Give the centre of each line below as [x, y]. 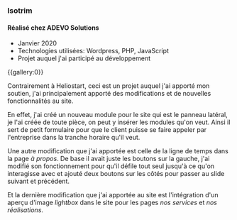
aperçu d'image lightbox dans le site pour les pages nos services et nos [112, 203]
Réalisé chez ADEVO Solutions [53, 28]
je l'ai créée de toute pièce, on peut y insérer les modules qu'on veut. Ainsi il [119, 122]
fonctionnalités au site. [40, 101]
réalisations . [26, 210]
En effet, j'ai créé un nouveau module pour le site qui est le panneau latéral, [118, 115]
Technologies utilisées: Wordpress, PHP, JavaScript [93, 51]
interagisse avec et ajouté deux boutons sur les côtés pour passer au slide [116, 174]
